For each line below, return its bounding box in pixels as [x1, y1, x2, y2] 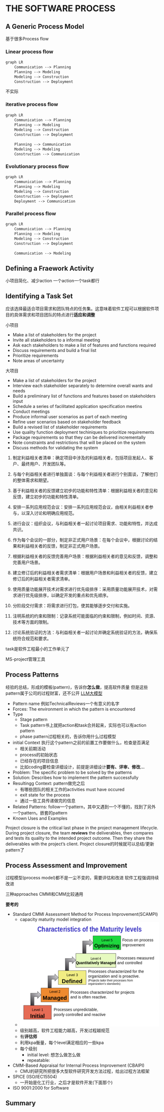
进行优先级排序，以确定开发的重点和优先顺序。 [17, 592, 111, 598]
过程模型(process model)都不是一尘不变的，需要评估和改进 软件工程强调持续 [5, 875, 159, 881]
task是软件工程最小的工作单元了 [5, 646, 70, 651]
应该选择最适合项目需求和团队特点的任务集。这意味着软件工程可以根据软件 [5, 305, 155, 312]
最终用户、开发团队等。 [21, 461, 69, 466]
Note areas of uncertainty [12, 357, 65, 363]
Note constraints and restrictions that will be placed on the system [12, 439, 146, 445]
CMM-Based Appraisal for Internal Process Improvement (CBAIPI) [12, 1062, 145, 1068]
